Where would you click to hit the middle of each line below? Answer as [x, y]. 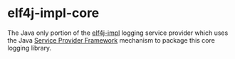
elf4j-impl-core [53, 13]
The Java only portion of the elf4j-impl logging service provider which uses [118, 33]
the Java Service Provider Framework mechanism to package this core [111, 40]
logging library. [30, 48]
